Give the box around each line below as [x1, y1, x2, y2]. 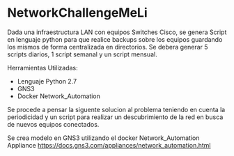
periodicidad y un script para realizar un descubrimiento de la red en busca [7, 113, 224, 121]
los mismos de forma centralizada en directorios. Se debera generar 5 [7, 42, 208, 51]
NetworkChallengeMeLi [7, 5, 148, 21]
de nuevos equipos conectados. [7, 120, 100, 128]
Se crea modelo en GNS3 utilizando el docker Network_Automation [7, 134, 200, 142]
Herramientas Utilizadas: [7, 63, 78, 72]
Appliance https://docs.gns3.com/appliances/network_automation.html [7, 141, 211, 149]
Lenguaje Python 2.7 [17, 77, 77, 85]
